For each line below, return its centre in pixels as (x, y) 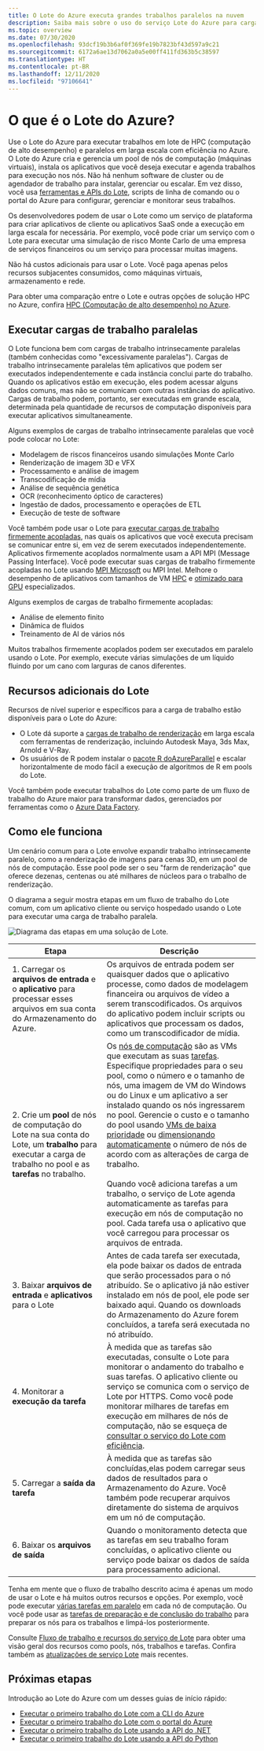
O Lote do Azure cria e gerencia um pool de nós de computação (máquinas (130, 159)
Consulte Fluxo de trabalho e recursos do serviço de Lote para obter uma (127, 1638)
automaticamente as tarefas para (167, 1203)
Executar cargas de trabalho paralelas (103, 329)
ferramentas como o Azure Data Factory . (74, 807)
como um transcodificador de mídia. (173, 1033)
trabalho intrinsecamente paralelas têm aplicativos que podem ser (115, 365)
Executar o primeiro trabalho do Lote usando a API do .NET (115, 1730)
